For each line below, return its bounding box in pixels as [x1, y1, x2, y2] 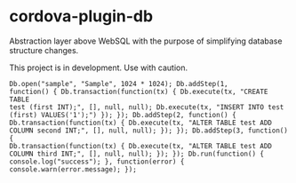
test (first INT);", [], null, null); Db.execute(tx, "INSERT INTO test [9, 102, 284, 112]
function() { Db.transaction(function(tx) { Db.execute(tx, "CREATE [9, 87, 268, 96]
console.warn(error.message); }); [9, 164, 138, 174]
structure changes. [9, 44, 79, 55]
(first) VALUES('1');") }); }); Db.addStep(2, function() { [9, 110, 237, 119]
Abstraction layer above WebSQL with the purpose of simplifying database [9, 36, 283, 46]
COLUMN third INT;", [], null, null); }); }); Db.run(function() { [9, 149, 265, 158]
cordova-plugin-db [9, 6, 154, 27]
